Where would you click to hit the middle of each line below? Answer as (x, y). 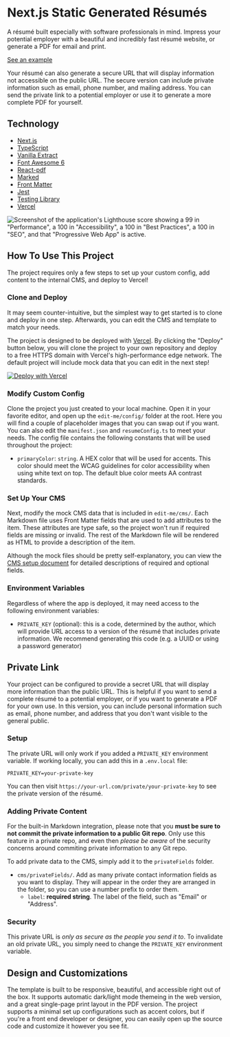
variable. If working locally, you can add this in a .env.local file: (97, 760)
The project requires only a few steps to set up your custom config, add (108, 272)
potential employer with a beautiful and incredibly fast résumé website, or (111, 39)
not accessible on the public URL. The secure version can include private (111, 80)
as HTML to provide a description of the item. (71, 542)
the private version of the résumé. (55, 793)
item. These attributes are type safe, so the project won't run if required (108, 528)
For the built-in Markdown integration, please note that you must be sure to (114, 826)
